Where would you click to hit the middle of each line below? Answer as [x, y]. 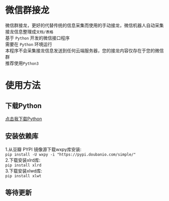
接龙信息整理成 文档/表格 [29, 31]
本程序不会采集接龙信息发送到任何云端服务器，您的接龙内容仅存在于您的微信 [84, 51]
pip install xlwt [23, 176]
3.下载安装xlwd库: [24, 171]
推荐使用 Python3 [22, 63]
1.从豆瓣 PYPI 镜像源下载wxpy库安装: [44, 149]
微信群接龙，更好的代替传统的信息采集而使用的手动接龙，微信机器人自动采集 [84, 25]
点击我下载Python [24, 119]
